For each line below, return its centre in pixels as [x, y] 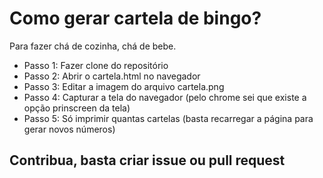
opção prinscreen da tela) [77, 108]
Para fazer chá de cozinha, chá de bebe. [93, 46]
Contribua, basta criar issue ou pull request [147, 160]
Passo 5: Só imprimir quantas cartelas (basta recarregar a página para [168, 118]
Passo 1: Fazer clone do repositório [96, 65]
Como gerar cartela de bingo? [135, 18]
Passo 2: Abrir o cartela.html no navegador [112, 76]
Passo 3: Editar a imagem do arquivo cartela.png [124, 86]
